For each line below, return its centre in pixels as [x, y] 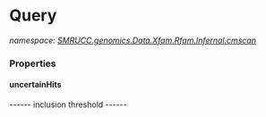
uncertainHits [35, 85]
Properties [33, 63]
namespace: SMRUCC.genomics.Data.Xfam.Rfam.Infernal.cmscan [133, 40]
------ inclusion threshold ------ [68, 104]
